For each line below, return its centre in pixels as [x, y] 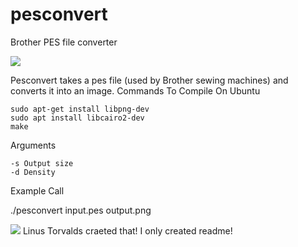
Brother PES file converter [64, 42]
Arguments [33, 145]
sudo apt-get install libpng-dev [80, 109]
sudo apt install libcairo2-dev [77, 118]
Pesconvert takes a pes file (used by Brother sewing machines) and [149, 80]
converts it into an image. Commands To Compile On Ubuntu [135, 90]
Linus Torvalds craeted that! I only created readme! [127, 230]
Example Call [37, 190]
